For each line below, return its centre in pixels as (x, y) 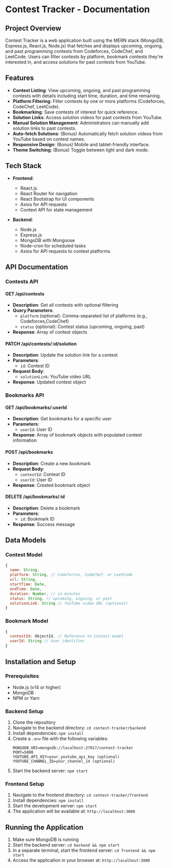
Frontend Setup (25, 784)
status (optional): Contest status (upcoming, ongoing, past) (82, 327)
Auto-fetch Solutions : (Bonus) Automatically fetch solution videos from (88, 133)
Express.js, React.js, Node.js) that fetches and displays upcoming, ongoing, (84, 46)
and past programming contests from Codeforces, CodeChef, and (74, 51)
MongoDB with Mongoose (47, 240)
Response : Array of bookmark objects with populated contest (77, 435)
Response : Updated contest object (49, 382)
